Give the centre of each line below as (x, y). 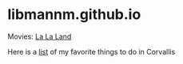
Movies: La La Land (40, 36)
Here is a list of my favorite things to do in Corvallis (91, 51)
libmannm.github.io (74, 15)
